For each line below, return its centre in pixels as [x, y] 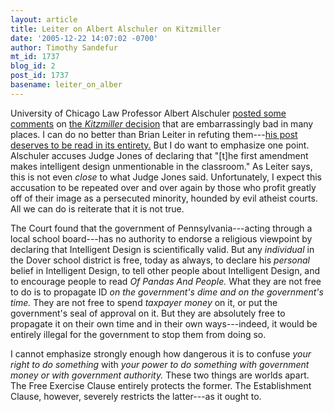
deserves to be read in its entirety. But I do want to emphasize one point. [160, 145]
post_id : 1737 [40, 76]
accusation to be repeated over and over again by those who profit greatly [163, 187]
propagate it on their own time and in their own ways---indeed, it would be [164, 323]
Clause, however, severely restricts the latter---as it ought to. [136, 396]
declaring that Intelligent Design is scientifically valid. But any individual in [162, 249]
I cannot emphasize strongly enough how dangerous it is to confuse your [161, 353]
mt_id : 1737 [35, 57]
